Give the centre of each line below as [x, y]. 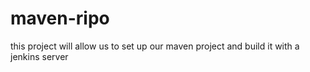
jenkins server [39, 56]
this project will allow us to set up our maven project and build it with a [155, 46]
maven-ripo [60, 18]
